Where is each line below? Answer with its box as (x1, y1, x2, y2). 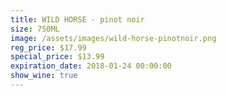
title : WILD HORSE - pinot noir (10, 14, 145, 25)
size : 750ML (10, 24, 60, 34)
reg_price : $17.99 (10, 42, 87, 53)
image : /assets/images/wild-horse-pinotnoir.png (10, 33, 217, 43)
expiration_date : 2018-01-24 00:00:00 (10, 61, 172, 71)
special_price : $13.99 (10, 52, 105, 62)
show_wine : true (10, 71, 78, 81)
